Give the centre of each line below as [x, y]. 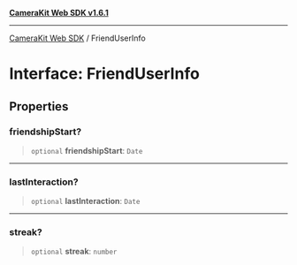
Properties [39, 106]
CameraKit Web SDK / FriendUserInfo [77, 38]
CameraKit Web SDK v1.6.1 [59, 13]
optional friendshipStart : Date [87, 150]
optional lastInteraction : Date [85, 201]
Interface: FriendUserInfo [105, 74]
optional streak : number [74, 252]
